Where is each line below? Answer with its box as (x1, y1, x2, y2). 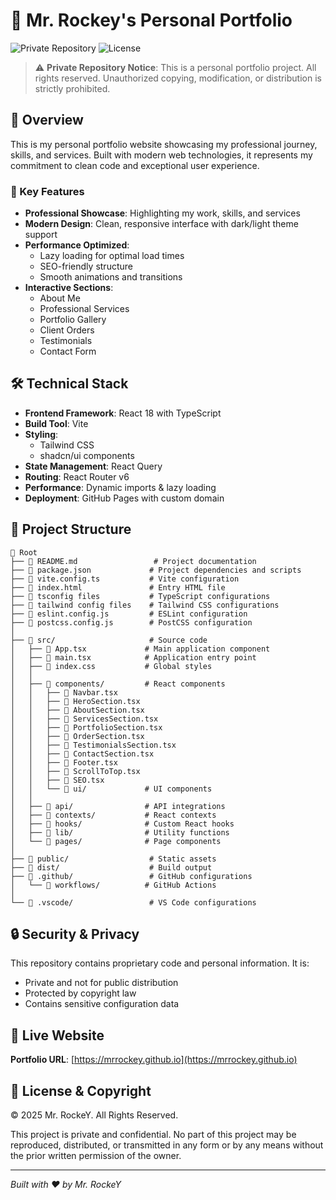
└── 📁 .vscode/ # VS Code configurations (10, 897, 257, 908)
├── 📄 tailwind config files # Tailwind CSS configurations (10, 600, 280, 610)
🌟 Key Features (10, 184, 85, 198)
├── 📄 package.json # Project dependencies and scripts (10, 565, 302, 575)
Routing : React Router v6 (24, 470, 130, 483)
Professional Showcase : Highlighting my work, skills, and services (24, 207, 301, 219)
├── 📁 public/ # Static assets (10, 854, 217, 864)
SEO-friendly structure (39, 260, 133, 273)
